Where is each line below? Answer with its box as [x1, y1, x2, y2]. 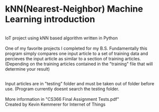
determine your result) [5, 66, 50, 72]
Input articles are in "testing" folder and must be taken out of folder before [5, 80, 155, 86]
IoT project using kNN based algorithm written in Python [5, 35, 118, 41]
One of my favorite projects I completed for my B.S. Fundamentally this [5, 45, 147, 51]
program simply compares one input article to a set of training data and [5, 50, 148, 56]
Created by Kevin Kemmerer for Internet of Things [5, 101, 106, 107]
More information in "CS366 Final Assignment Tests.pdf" [5, 96, 119, 102]
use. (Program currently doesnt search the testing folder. [5, 86, 119, 92]
